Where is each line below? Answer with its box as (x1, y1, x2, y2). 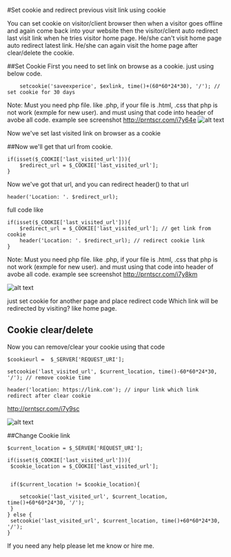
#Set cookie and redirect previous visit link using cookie (7, 6, 166, 14)
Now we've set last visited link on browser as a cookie (7, 129, 161, 137)
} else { (7, 511, 32, 518)
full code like (7, 206, 43, 214)
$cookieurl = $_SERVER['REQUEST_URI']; (7, 356, 125, 363)
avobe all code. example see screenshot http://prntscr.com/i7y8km (7, 270, 198, 278)
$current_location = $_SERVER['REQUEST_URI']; (7, 444, 143, 452)
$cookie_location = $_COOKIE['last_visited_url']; (10, 463, 159, 470)
